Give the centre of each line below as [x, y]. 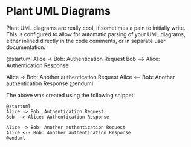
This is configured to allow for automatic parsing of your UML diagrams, [96, 34]
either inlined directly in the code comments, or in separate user [86, 41]
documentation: [26, 47]
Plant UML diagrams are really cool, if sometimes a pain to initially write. [96, 28]
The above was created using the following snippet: [71, 95]
